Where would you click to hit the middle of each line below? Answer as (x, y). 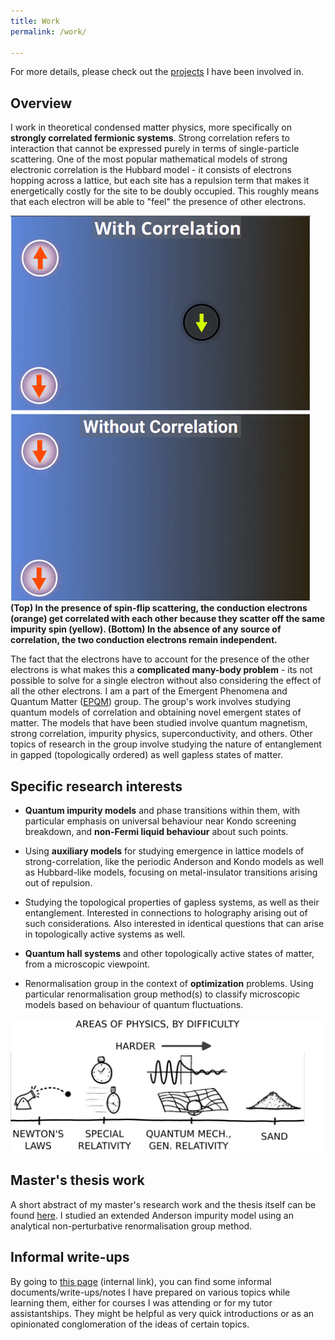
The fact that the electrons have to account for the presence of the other (160, 659)
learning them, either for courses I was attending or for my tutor (141, 1302)
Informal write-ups (70, 1257)
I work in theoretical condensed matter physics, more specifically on (151, 127)
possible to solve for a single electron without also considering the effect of (166, 681)
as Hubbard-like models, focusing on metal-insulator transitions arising (171, 872)
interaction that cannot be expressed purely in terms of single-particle (155, 149)
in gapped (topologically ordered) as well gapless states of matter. (146, 755)
